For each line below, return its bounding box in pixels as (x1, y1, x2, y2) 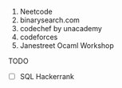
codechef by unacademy (19, 24, 102, 33)
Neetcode (19, 7, 53, 16)
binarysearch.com (19, 15, 80, 25)
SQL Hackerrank (19, 72, 74, 81)
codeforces (19, 32, 58, 42)
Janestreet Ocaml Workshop (19, 41, 114, 50)
